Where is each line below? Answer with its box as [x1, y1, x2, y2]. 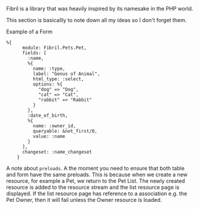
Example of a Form [6, 28, 53, 35]
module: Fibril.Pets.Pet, [22, 45, 87, 51]
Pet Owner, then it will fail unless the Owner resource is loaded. [6, 196, 163, 203]
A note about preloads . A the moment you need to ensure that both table [6, 165, 185, 171]
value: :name [32, 133, 66, 139]
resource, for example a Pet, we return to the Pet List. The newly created [6, 177, 185, 184]
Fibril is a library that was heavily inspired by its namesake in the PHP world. [6, 5, 194, 12]
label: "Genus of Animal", [32, 71, 100, 77]
